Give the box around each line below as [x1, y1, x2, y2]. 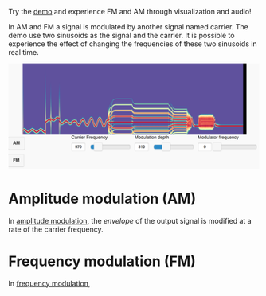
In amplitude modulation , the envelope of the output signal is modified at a [8, 216, 252, 225]
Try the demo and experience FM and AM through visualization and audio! [8, 7, 252, 16]
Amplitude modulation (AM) [8, 189, 197, 208]
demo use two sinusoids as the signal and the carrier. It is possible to [8, 31, 235, 40]
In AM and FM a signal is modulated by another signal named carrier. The [8, 22, 248, 31]
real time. [8, 48, 39, 56]
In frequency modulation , [8, 278, 91, 288]
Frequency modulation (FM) [8, 252, 197, 270]
